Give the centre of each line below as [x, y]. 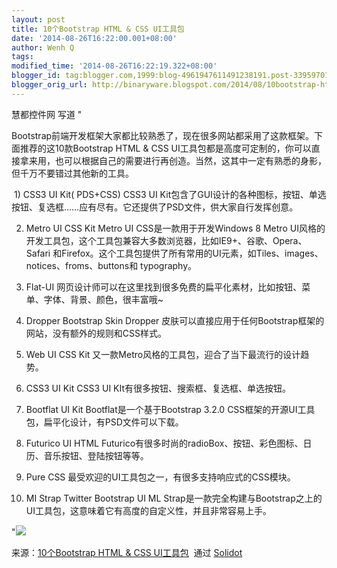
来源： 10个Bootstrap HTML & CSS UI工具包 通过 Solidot [127, 552]
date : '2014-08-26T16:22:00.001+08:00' [94, 38]
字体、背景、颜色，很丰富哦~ [103, 299]
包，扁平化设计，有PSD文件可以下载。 [104, 422]
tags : [22, 57]
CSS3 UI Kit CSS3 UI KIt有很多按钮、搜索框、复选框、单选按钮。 [158, 388]
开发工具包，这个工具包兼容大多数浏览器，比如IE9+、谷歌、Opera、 [166, 240]
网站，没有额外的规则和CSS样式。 [96, 333]
